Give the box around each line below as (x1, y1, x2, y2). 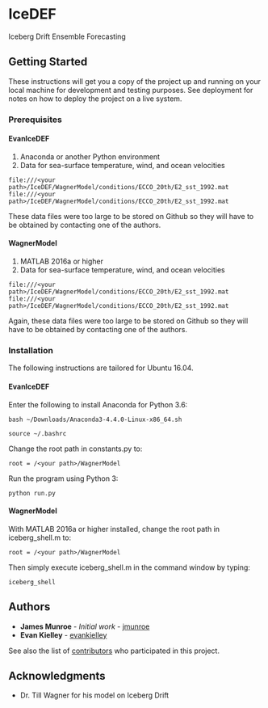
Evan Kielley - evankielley (19, 630, 107, 639)
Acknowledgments (8, 668, 107, 683)
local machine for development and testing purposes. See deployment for (8, 85, 253, 95)
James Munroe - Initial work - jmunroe (19, 622, 150, 631)
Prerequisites (8, 114, 62, 125)
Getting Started (8, 55, 88, 69)
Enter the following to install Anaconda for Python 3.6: (8, 399, 188, 409)
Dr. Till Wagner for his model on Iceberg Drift (19, 690, 170, 700)
